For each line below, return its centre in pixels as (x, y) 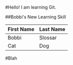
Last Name (52, 29)
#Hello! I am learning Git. (31, 7)
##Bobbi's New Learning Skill (36, 17)
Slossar (48, 38)
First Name (21, 29)
